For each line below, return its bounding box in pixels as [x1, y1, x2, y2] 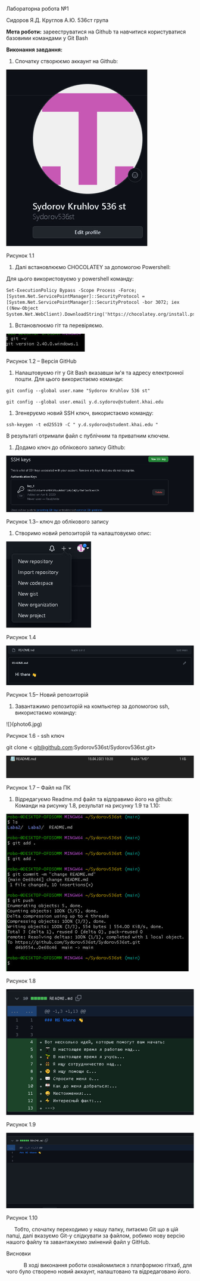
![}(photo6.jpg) [6, 720, 43, 728]
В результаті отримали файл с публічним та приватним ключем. [6, 432, 170, 439]
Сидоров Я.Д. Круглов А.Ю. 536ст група [6, 17, 109, 23]
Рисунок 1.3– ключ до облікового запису [6, 518, 109, 525]
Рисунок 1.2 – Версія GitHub [6, 358, 77, 365]
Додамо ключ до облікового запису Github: [14, 444, 126, 451]
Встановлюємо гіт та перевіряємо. [14, 322, 104, 329]
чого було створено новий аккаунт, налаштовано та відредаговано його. [6, 1268, 191, 1275]
